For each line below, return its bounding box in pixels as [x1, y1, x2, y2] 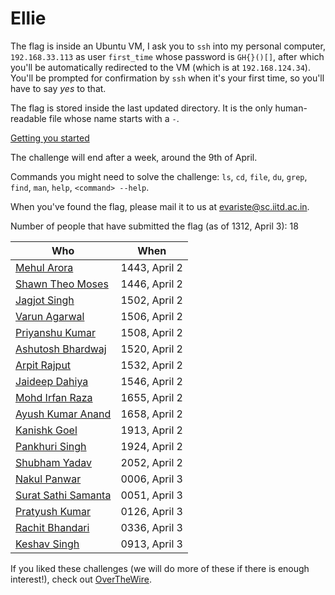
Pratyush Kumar [15, 504, 92, 518]
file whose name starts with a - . [48, 112, 180, 124]
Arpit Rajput [15, 358, 72, 372]
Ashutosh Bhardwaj [15, 342, 107, 356]
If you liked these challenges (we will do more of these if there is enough [10, 562, 310, 574]
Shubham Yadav [15, 455, 92, 469]
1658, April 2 [120, 407, 183, 421]
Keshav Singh [15, 537, 80, 551]
